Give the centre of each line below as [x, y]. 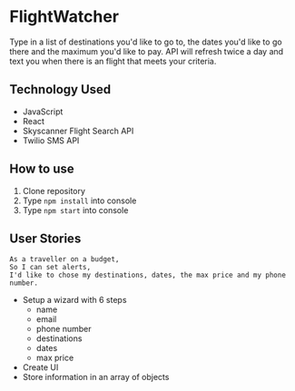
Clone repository [54, 191]
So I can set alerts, [50, 268]
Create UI [40, 367]
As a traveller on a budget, [64, 259]
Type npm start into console [75, 210]
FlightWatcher [64, 17]
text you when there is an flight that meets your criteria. [113, 61]
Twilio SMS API [51, 140]
